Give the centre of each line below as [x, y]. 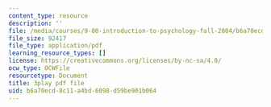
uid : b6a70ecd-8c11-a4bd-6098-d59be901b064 [83, 91]
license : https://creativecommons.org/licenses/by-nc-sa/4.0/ [115, 61]
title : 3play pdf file [46, 83]
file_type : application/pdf [56, 46]
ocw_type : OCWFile [39, 68]
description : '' [35, 23]
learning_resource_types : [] [57, 53]
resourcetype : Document [48, 76]
